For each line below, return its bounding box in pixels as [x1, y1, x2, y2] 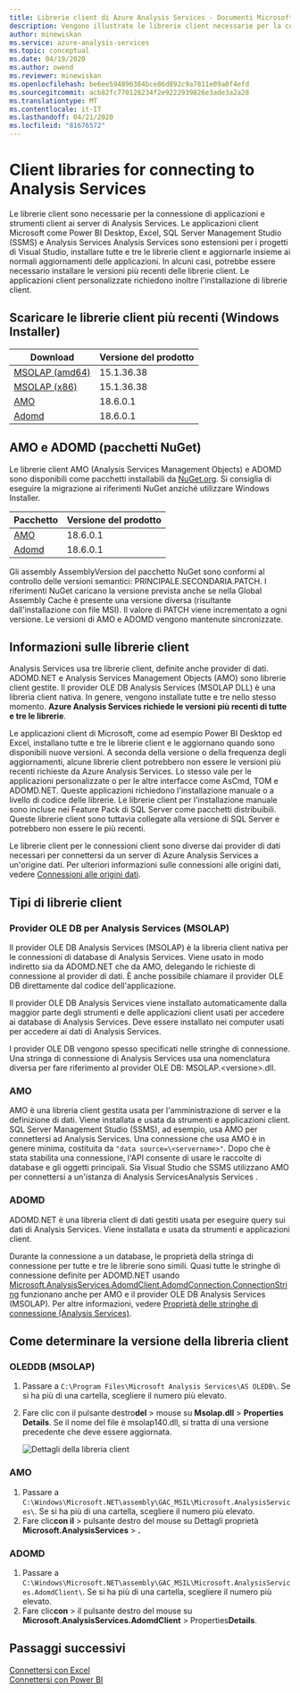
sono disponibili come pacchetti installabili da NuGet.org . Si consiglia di [9, 473, 272, 484]
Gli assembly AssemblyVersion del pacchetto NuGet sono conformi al [9, 566, 265, 577]
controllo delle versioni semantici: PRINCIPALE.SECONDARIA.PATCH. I [9, 575, 267, 586]
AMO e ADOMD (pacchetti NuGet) [9, 440, 202, 455]
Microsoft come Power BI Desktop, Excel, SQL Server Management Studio [9, 227, 282, 238]
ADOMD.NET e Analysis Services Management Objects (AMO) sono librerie [9, 673, 287, 684]
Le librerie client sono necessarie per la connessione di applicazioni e [9, 208, 265, 219]
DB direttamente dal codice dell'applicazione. [9, 981, 177, 991]
